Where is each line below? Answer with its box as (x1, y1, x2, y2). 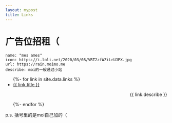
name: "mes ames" (5, 53, 43, 58)
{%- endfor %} (12, 102, 45, 108)
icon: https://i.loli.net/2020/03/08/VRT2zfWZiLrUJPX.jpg (5, 57, 132, 63)
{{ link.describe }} (129, 91, 167, 97)
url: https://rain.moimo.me (5, 62, 66, 67)
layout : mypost (5, 7, 38, 13)
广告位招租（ (5, 36, 60, 47)
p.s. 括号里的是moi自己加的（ (5, 112, 68, 118)
